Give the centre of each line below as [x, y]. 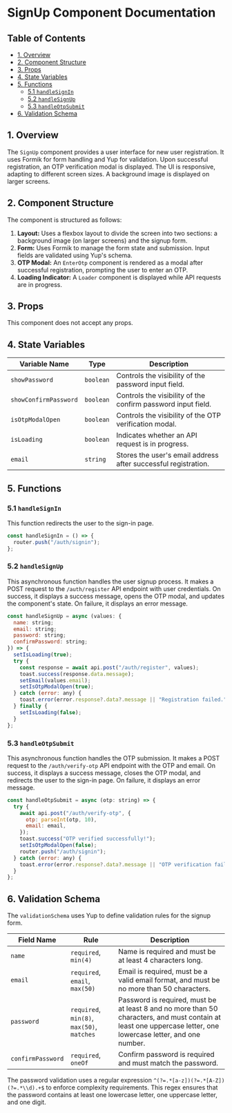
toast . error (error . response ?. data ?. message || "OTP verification [116, 864]
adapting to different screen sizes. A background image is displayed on [108, 174]
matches [83, 1035]
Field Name [37, 940]
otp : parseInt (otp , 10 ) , [61, 820]
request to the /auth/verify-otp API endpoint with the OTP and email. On [112, 765]
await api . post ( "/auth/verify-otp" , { [75, 813]
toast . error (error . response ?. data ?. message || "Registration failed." [123, 700]
